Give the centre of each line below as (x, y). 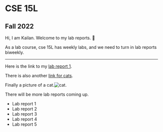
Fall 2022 (19, 26)
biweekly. (15, 52)
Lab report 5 (24, 124)
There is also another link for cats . (39, 76)
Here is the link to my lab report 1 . (39, 66)
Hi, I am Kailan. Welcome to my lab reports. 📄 (50, 38)
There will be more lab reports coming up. (47, 94)
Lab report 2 (24, 109)
